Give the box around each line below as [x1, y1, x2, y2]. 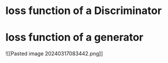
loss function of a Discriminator [5, 4, 162, 17]
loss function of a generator [5, 31, 144, 44]
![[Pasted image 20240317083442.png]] [5, 50, 103, 57]
